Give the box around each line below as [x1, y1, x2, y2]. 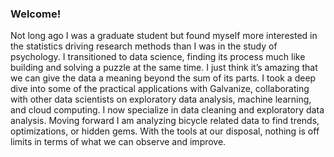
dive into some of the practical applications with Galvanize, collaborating [10, 83, 310, 95]
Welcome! [10, 7, 62, 21]
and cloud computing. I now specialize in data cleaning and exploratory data [10, 104, 325, 116]
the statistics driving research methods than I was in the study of [10, 40, 278, 52]
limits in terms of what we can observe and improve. [10, 136, 227, 148]
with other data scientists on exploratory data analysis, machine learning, [10, 93, 312, 106]
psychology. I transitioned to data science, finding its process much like [10, 51, 306, 63]
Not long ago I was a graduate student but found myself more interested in [10, 30, 318, 42]
